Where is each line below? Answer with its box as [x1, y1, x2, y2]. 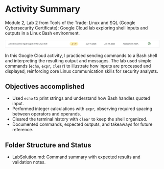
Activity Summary [5, 3, 81, 15]
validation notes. [12, 159, 46, 165]
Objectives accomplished [5, 82, 85, 90]
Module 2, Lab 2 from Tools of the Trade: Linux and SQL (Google [5, 20, 136, 26]
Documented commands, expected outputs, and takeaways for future [12, 121, 153, 127]
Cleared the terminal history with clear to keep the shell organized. [12, 116, 148, 122]
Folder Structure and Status [5, 141, 92, 149]
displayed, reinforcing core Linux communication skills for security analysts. [5, 68, 158, 74]
